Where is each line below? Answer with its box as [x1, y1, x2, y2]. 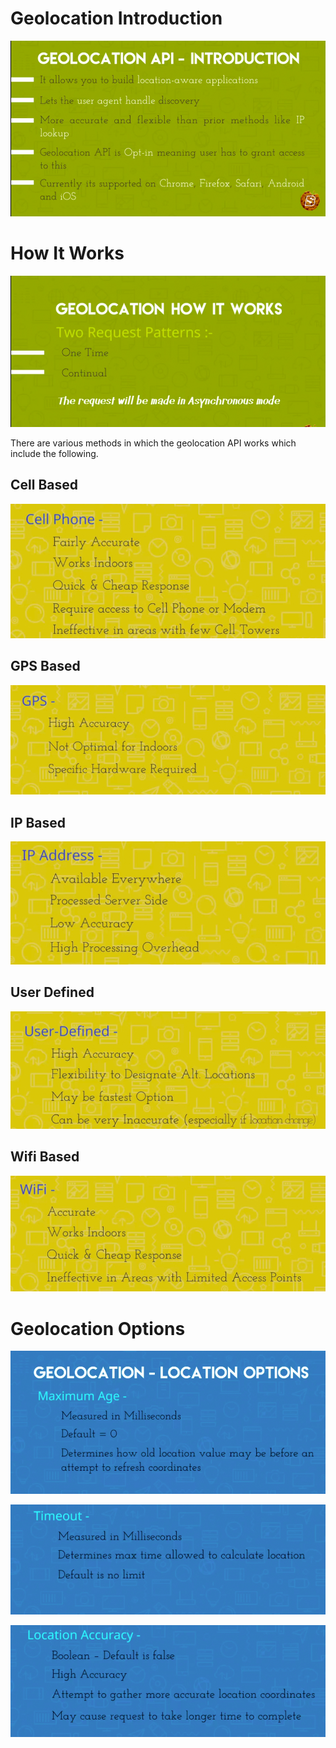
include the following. [10, 447, 99, 459]
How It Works [10, 242, 125, 265]
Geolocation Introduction [10, 7, 223, 30]
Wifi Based [10, 1148, 80, 1166]
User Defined [10, 984, 95, 1001]
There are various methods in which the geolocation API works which [10, 437, 297, 449]
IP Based [10, 814, 67, 831]
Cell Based [10, 477, 78, 494]
